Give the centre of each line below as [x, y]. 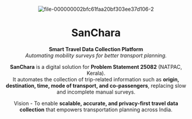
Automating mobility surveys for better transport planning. [96, 55]
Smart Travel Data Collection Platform [96, 49]
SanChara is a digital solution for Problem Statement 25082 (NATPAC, [96, 67]
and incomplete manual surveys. [96, 92]
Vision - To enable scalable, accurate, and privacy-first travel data [96, 103]
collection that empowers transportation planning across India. [96, 110]
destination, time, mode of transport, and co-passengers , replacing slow [96, 85]
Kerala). [96, 73]
